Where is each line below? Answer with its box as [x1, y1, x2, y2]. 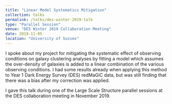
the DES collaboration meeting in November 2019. [5, 93, 111, 99]
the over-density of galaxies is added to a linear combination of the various [5, 61, 164, 67]
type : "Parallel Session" [5, 22, 61, 27]
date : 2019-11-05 [5, 31, 43, 36]
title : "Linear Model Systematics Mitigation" [5, 7, 107, 13]
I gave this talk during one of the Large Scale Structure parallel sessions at [5, 87, 163, 93]
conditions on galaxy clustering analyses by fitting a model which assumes [5, 55, 164, 61]
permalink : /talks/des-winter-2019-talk [5, 17, 93, 22]
